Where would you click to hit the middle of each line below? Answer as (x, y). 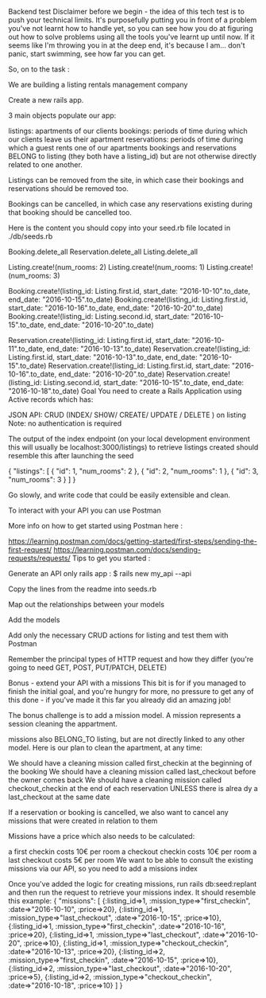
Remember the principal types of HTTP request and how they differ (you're (131, 659)
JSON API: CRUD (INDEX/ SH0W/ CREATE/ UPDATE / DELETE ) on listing (127, 415)
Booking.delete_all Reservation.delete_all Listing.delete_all (103, 251)
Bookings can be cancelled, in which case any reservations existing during (130, 204)
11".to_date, (27, 349)
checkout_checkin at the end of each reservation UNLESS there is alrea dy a (133, 788)
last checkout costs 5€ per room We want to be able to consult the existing (131, 860)
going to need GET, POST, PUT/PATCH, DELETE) (88, 667)
